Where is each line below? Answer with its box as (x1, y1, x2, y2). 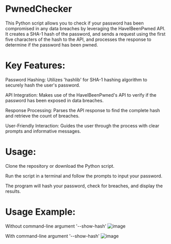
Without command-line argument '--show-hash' (5, 223, 107, 229)
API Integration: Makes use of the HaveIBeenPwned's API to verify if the (5, 92, 157, 98)
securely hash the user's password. (5, 82, 81, 88)
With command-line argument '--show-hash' (5, 233, 100, 239)
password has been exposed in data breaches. (5, 97, 104, 103)
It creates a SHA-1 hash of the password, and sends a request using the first (5, 31, 166, 37)
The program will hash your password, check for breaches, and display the (5, 183, 163, 189)
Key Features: (5, 60, 65, 72)
